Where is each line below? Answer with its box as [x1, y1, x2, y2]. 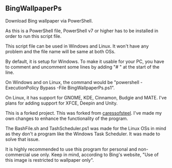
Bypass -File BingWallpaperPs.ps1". [40, 85, 115, 91]
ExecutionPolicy [5, 85, 39, 91]
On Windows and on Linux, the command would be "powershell [5, 79, 140, 85]
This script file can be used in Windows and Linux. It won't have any [5, 43, 149, 49]
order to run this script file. [5, 33, 61, 39]
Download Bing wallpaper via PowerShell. [5, 17, 93, 24]
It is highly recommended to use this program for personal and [5, 146, 137, 152]
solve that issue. [5, 136, 40, 142]
